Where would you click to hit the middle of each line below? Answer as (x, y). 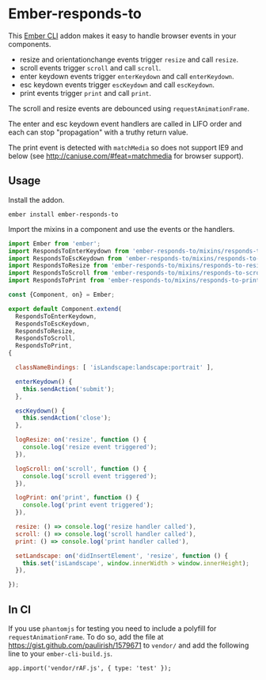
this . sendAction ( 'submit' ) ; (68, 389)
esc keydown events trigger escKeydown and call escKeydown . (117, 85)
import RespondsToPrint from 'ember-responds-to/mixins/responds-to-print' (136, 281)
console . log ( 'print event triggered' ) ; (88, 505)
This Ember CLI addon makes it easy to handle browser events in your (122, 36)
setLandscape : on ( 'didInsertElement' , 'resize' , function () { (122, 556)
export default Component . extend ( (65, 309)
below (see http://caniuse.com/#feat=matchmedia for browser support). (126, 156)
